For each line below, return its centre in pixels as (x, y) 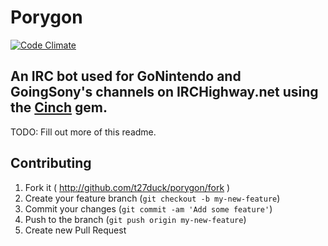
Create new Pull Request (75, 230)
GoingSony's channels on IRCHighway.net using (164, 92)
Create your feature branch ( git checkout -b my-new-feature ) (152, 198)
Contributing (51, 163)
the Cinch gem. (59, 107)
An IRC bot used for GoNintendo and (126, 76)
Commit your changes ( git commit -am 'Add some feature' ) (148, 208)
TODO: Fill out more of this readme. (83, 132)
